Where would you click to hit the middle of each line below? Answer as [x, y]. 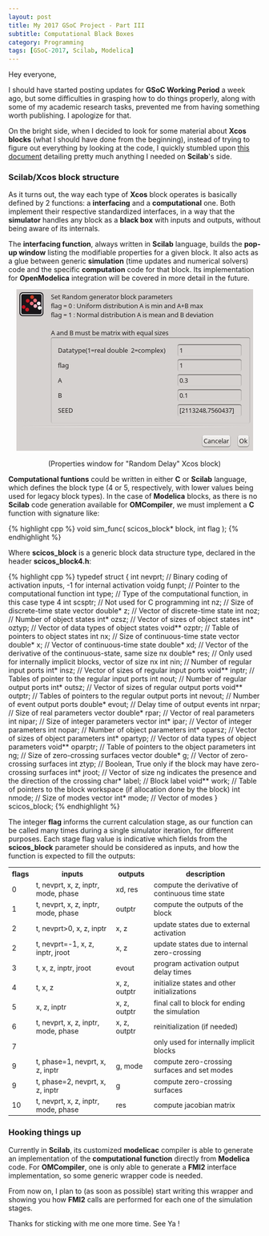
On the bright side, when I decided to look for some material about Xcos [127, 131]
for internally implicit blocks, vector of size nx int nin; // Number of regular [130, 662]
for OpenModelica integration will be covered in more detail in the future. [129, 278]
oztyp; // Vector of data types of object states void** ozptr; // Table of [124, 628]
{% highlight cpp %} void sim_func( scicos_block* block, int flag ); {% [123, 529]
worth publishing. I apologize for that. [70, 115]
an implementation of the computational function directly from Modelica [129, 1158]
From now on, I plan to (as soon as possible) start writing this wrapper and [131, 1191]
